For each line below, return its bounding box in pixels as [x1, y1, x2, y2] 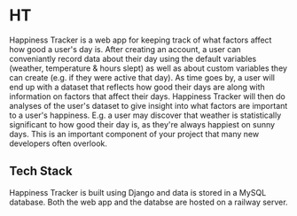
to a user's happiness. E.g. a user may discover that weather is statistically [9, 110, 282, 120]
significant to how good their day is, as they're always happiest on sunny [9, 119, 276, 129]
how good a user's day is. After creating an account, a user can [9, 43, 241, 54]
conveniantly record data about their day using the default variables [9, 53, 257, 64]
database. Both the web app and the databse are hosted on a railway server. [9, 197, 288, 207]
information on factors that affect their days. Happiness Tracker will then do [9, 90, 285, 102]
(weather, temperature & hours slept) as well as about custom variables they [9, 63, 288, 73]
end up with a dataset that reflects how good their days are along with [9, 81, 266, 92]
